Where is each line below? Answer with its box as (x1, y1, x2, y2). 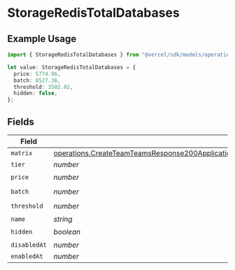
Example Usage (7, 33, 77, 45)
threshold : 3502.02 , (13, 83, 73, 90)
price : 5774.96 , (13, 70, 61, 78)
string (53, 214, 73, 224)
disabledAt (10, 241, 47, 249)
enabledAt (10, 252, 43, 260)
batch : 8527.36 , (13, 77, 61, 84)
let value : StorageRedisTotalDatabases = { (7, 64, 136, 71)
